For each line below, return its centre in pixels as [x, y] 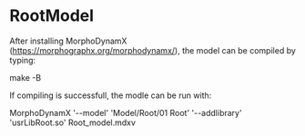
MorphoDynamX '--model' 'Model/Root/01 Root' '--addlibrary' [126, 112]
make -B [25, 77]
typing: [23, 60]
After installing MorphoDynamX [68, 41]
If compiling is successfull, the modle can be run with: [111, 95]
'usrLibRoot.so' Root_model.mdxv [73, 122]
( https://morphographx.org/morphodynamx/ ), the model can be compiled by [152, 50]
